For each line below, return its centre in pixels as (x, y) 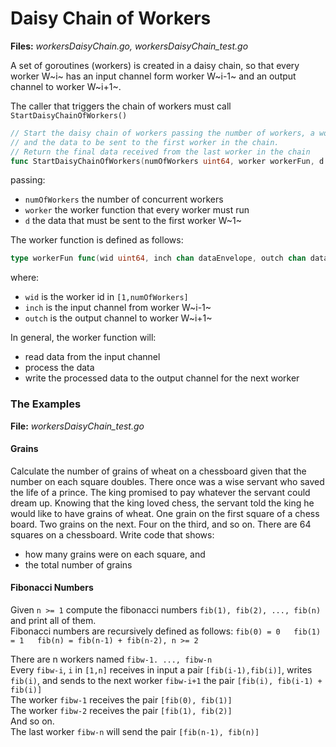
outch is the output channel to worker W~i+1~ (118, 318)
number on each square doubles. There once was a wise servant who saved (167, 481)
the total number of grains (78, 564)
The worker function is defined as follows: (97, 240)
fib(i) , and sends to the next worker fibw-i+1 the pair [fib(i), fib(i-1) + (166, 681)
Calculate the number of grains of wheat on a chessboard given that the (158, 471)
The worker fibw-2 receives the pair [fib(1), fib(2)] (121, 711)
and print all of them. (53, 621)
